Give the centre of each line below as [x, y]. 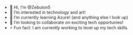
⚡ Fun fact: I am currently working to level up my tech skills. [69, 28]
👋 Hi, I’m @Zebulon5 [30, 7]
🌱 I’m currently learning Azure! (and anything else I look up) [69, 17]
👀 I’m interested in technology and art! [48, 12]
